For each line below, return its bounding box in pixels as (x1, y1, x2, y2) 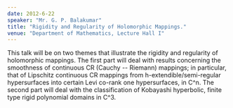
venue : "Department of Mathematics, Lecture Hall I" (7, 29, 165, 37)
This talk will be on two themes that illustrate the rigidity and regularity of (7, 49, 219, 57)
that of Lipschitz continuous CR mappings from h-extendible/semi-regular (7, 71, 221, 79)
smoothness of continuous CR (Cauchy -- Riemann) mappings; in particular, (7, 63, 227, 72)
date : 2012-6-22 (7, 10, 55, 17)
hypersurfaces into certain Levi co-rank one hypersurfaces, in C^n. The (7, 78, 214, 87)
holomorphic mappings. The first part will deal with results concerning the (7, 56, 221, 65)
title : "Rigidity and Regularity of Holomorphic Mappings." (7, 23, 187, 30)
